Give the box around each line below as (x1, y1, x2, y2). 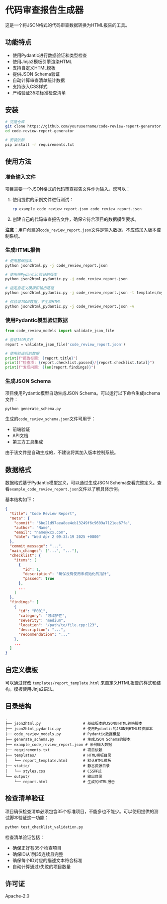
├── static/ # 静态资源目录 (5, 763, 110, 768)
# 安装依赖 (5, 138, 25, 143)
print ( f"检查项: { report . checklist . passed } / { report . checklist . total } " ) (5, 360, 155, 365)
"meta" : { (9, 515, 30, 521)
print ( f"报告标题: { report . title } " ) (5, 356, 78, 361)
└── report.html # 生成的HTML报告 (14, 779, 115, 784)
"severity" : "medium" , (18, 618, 66, 623)
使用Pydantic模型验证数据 (5, 317, 68, 324)
